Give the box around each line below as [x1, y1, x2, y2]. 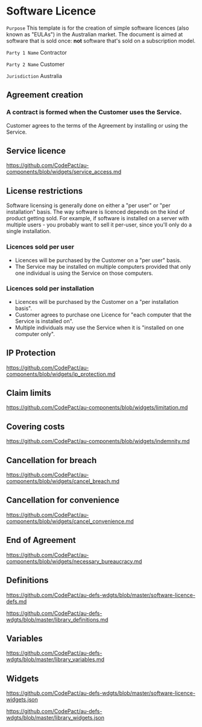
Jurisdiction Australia [6, 72, 62, 79]
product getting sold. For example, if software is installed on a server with [6, 215, 189, 222]
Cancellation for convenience [6, 495, 119, 505]
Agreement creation [6, 90, 83, 100]
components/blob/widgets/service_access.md [6, 168, 122, 176]
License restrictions [6, 186, 83, 196]
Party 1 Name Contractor [6, 48, 68, 56]
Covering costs [6, 421, 65, 432]
